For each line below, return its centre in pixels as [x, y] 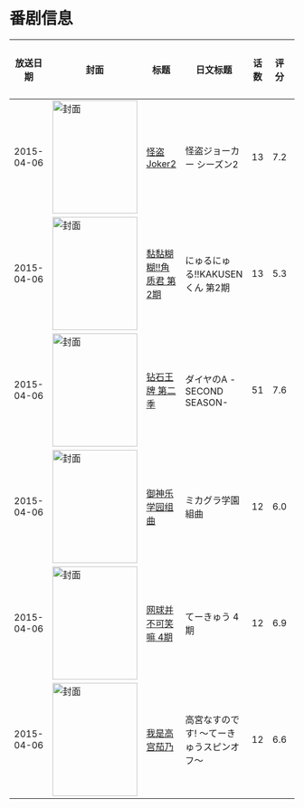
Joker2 [161, 164]
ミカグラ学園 [212, 500]
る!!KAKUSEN [214, 274]
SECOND [204, 391]
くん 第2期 [208, 288]
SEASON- [207, 402]
